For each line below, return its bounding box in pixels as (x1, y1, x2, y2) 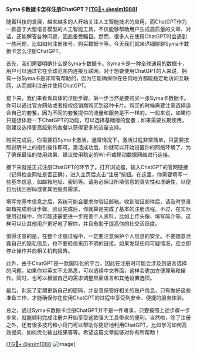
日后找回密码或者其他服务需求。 (6, 186, 83, 193)
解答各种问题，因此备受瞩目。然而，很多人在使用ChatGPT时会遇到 (26, 33, 188, 40)
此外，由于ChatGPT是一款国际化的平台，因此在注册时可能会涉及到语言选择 (6, 260, 188, 267)
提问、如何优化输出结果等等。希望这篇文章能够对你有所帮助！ (11, 329, 160, 335)
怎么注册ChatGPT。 (16, 48, 64, 55)
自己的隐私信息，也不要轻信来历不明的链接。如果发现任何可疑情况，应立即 (11, 240, 191, 247)
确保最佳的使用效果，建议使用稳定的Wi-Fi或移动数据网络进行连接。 (11, 151, 174, 158)
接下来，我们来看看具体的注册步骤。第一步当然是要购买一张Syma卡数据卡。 (6, 95, 189, 102)
